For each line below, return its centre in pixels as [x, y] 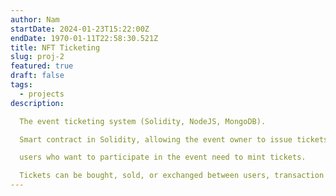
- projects [42, 94]
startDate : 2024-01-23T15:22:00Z [80, 29]
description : [37, 103]
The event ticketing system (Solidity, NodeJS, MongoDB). [143, 121]
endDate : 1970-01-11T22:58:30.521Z [84, 38]
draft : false [37, 76]
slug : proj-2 [37, 57]
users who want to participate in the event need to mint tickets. [163, 157]
